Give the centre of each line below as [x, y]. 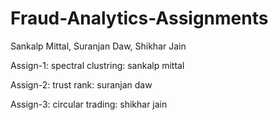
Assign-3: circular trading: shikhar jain [89, 104]
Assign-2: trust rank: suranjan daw [81, 84]
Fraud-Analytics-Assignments [139, 18]
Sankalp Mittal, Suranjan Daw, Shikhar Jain [98, 46]
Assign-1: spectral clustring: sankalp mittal [97, 65]
